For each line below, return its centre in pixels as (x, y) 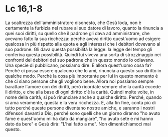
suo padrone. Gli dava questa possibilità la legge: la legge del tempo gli (79, 49)
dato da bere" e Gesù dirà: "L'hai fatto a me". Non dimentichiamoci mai (78, 124)
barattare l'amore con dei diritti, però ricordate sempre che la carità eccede (83, 86)
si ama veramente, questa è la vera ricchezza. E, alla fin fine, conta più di (80, 102)
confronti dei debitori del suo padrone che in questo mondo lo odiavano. (80, 60)
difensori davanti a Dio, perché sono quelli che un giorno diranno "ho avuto (83, 113)
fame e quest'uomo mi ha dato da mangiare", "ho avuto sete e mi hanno (79, 118)
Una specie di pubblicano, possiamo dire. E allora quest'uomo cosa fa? (78, 65)
